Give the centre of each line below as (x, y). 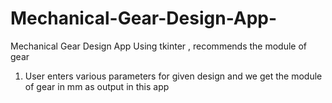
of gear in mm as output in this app (97, 86)
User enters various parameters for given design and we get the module (173, 76)
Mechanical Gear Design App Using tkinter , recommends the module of (159, 46)
